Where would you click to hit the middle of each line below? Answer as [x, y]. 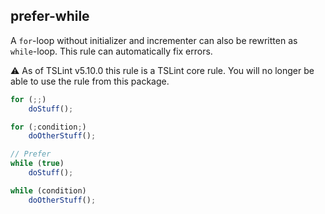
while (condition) [48, 190]
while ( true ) [37, 164]
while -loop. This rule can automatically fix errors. [111, 51]
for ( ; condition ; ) [48, 127]
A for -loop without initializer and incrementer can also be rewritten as [154, 40]
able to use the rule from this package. [90, 81]
